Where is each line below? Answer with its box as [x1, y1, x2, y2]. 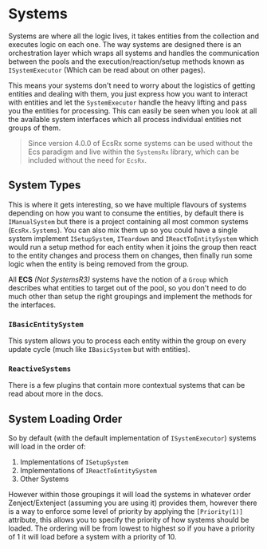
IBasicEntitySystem [8, 320, 84, 329]
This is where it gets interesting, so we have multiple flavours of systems [8, 199, 247, 209]
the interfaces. [8, 300, 57, 310]
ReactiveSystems [8, 364, 72, 373]
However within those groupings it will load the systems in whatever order [8, 490, 251, 500]
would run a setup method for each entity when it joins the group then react [8, 242, 257, 251]
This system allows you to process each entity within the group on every [8, 336, 247, 346]
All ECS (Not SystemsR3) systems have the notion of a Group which [8, 274, 229, 284]
